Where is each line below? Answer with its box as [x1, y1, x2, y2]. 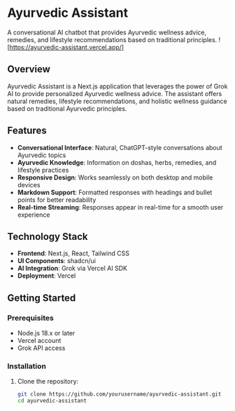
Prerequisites [7, 313, 54, 323]
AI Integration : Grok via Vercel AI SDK [17, 264, 128, 273]
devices [17, 180, 41, 189]
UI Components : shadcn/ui [17, 257, 97, 265]
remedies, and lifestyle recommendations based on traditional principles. [7, 35, 218, 43]
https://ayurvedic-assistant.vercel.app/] [9, 43, 124, 51]
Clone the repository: [17, 377, 79, 386]
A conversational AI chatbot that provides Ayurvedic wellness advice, [7, 28, 207, 36]
